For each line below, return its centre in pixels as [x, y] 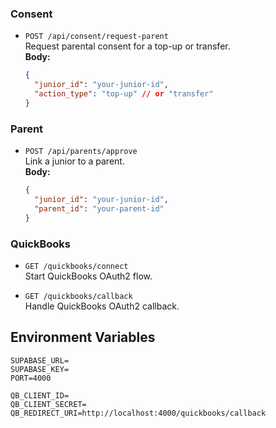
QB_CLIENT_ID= [40, 395]
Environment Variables [83, 337]
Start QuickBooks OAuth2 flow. [88, 276]
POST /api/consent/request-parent [96, 37]
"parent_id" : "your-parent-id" [99, 208]
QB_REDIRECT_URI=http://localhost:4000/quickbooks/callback [138, 413]
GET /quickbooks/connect [76, 266]
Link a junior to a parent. [74, 161]
